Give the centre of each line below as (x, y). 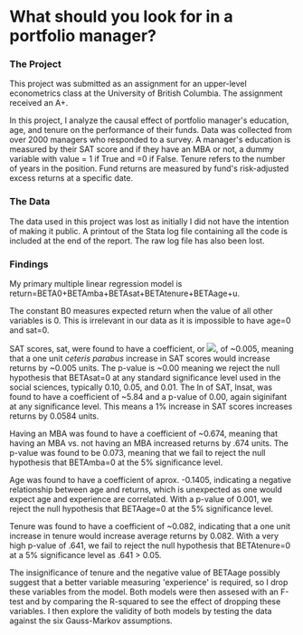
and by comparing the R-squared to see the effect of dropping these (153, 602)
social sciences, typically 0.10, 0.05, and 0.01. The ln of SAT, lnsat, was (141, 387)
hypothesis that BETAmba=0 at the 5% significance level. (116, 462)
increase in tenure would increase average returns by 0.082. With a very (144, 536)
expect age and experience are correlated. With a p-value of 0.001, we (141, 499)
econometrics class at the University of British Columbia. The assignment (146, 93)
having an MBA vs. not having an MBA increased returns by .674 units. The (149, 443)
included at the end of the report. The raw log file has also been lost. (137, 241)
